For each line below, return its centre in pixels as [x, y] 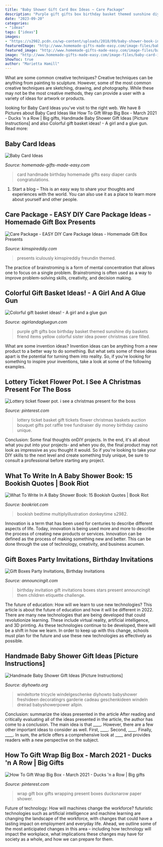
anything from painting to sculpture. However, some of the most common [78, 83]
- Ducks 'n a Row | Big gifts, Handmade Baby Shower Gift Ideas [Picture [77, 118]
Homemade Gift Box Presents [50, 222]
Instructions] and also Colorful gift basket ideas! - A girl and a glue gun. [76, 123]
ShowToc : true [19, 59]
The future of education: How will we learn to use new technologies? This [79, 605]
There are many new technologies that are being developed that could [75, 615]
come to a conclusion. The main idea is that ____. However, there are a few [79, 724]
